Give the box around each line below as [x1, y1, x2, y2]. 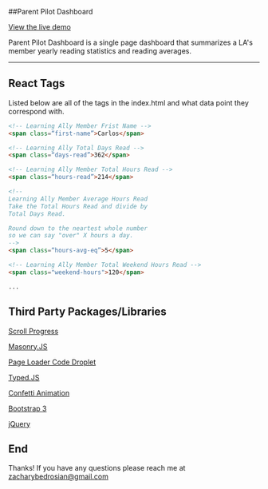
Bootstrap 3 [8, 404, 47, 413]
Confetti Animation [8, 388, 70, 398]
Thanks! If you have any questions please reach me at [8, 463, 186, 473]
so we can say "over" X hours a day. [8, 232, 134, 240]
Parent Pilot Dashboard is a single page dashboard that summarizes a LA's [8, 38, 254, 47]
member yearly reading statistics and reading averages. [8, 46, 191, 55]
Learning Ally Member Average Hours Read [8, 195, 148, 203]
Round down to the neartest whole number [8, 224, 148, 233]
